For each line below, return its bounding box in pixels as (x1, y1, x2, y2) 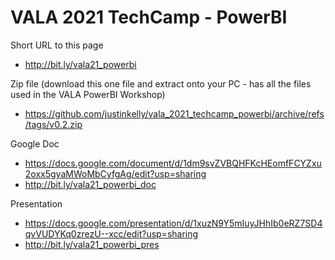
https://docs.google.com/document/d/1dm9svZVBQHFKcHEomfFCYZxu (24, 157, 322, 169)
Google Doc (10, 137, 60, 150)
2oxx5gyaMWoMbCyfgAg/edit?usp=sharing (24, 167, 207, 180)
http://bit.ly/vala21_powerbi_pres (24, 238, 160, 250)
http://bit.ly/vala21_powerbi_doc (24, 178, 157, 190)
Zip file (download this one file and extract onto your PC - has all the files (10, 77, 312, 90)
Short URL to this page (10, 39, 104, 51)
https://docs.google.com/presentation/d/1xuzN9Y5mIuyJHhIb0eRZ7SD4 (24, 217, 323, 229)
